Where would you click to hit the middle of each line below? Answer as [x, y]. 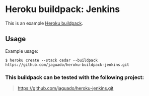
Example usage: [22, 51]
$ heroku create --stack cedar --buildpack [52, 60]
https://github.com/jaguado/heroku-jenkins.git [65, 88]
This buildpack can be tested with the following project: [75, 77]
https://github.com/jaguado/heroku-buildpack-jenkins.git [67, 65]
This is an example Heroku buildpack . [44, 23]
